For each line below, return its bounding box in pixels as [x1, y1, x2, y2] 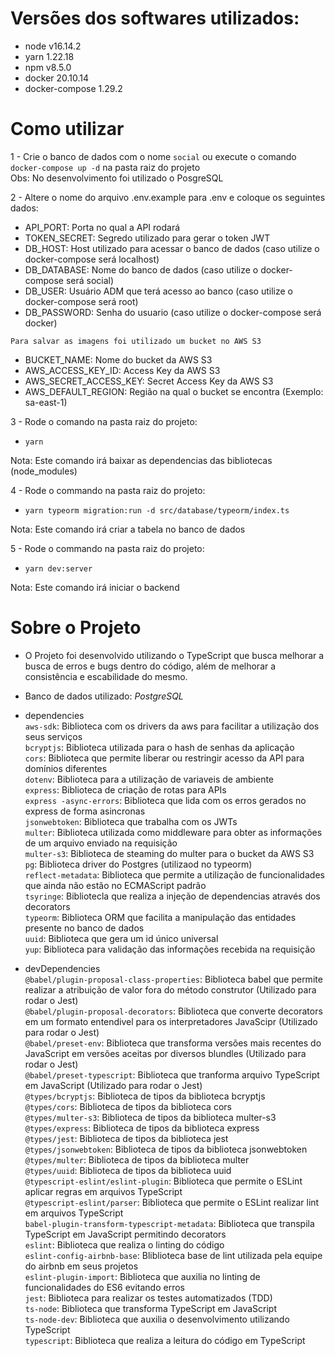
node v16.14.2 [24, 40, 82, 52]
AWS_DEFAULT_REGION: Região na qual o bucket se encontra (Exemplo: [24, 385, 324, 397]
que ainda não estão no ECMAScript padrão [24, 879, 207, 891]
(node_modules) [10, 465, 78, 477]
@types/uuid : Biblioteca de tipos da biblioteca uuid [24, 1164, 232, 1176]
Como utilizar [10, 118, 125, 141]
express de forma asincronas [24, 805, 146, 817]
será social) [65, 274, 115, 286]
